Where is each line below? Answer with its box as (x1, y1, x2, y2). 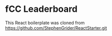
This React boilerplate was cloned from (5, 20, 85, 26)
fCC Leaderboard (5, 3, 78, 15)
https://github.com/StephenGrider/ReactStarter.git (5, 25, 107, 31)
